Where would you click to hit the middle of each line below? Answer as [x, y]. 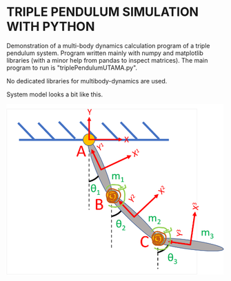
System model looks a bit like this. [55, 94]
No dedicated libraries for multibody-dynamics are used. [87, 81]
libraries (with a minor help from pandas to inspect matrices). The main [107, 60]
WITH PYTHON [51, 27]
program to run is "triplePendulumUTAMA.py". [72, 67]
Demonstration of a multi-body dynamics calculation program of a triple [108, 45]
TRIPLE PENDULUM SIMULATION [103, 12]
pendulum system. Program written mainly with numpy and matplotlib [105, 53]
